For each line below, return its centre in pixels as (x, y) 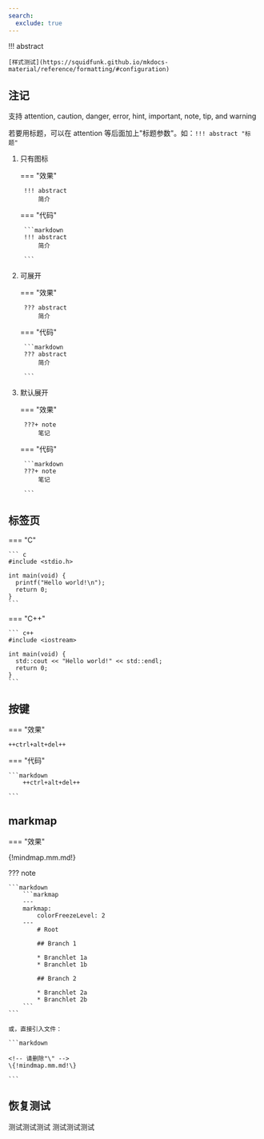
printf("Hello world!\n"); (60, 583)
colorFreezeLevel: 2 (71, 915)
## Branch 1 (57, 943)
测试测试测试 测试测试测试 (51, 1127)
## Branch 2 (57, 978)
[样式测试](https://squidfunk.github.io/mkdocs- (88, 62)
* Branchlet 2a (62, 993)
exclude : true (39, 23)
